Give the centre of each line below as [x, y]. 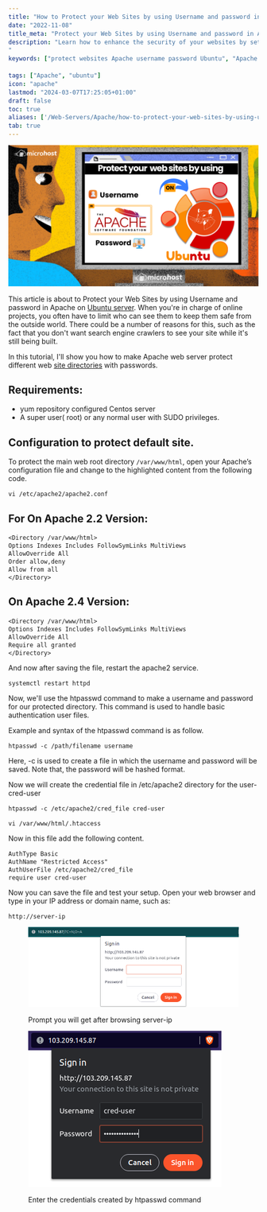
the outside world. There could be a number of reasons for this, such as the [132, 324]
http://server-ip [37, 916]
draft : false [30, 101]
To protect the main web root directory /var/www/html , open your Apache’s [130, 462]
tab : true [25, 126]
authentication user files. [49, 715]
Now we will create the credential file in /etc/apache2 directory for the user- [133, 784]
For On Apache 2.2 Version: [78, 518]
